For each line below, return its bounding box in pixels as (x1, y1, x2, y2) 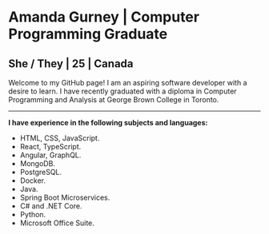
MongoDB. (19, 159, 56, 168)
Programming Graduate (8, 25, 168, 43)
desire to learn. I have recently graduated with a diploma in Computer (8, 86, 238, 96)
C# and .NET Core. (19, 201, 82, 211)
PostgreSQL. (19, 168, 62, 176)
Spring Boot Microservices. (19, 192, 110, 202)
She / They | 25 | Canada (8, 57, 134, 70)
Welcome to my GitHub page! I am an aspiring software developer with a (8, 78, 247, 87)
